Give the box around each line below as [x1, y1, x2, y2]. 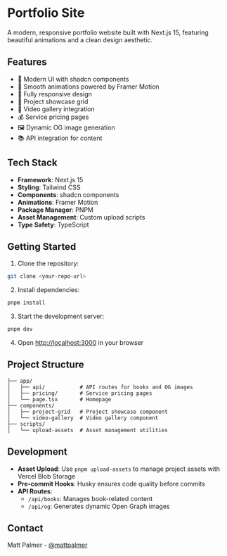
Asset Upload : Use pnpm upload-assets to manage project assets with [17, 465, 220, 473]
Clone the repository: [17, 259, 79, 268]
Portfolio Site [7, 5, 85, 21]
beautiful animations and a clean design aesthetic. [7, 35, 153, 44]
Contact [7, 522, 44, 534]
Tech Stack [7, 157, 58, 169]
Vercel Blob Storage [17, 472, 76, 480]
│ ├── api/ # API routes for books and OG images [7, 384, 193, 391]
